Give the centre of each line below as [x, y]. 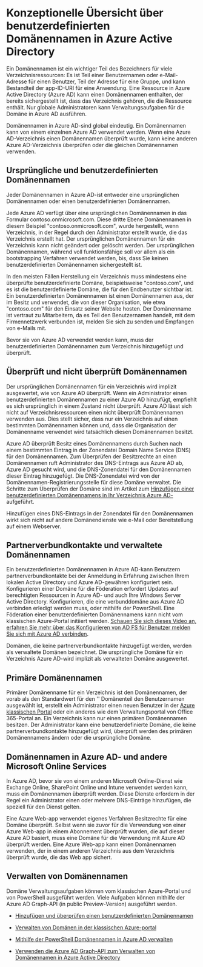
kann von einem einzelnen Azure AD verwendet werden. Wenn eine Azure [98, 132]
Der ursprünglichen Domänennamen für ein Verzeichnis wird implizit [92, 387]
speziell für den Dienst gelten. [44, 807]
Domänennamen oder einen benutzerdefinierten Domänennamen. [88, 201]
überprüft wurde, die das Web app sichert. [59, 857]
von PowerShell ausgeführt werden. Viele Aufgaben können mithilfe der [96, 897]
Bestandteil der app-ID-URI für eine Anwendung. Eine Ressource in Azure [98, 88]
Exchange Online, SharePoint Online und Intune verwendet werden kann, [97, 787]
